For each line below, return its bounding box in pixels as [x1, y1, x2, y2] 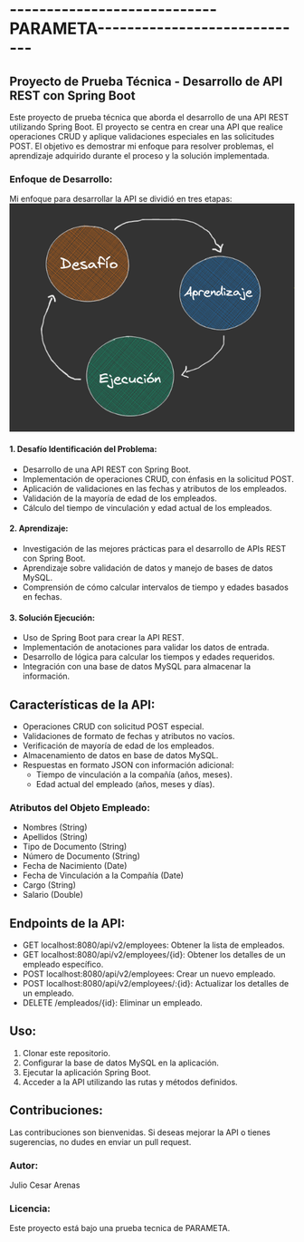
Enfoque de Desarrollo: [9, 172, 113, 185]
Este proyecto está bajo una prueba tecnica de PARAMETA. [9, 1223, 231, 1234]
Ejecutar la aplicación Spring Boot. [22, 1066, 151, 1077]
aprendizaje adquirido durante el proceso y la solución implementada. [9, 150, 270, 161]
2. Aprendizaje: [9, 523, 69, 534]
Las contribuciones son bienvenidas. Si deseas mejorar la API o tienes [9, 1127, 271, 1138]
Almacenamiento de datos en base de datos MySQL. [22, 749, 219, 760]
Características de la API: [9, 697, 156, 712]
